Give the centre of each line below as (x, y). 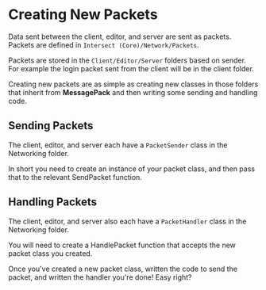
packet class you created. (50, 253)
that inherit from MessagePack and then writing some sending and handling (133, 92)
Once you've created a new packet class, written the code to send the (123, 269)
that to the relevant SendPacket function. (75, 177)
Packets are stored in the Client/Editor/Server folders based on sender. (127, 60)
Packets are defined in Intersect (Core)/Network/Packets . (104, 44)
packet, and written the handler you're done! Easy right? (100, 277)
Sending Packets (51, 126)
